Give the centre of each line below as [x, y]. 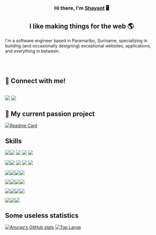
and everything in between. [32, 51]
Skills [13, 141]
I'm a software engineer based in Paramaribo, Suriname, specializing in [76, 41]
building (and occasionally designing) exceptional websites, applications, [78, 45]
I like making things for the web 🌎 [82, 26]
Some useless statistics [42, 215]
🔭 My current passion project [50, 114]
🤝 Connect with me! [35, 81]
